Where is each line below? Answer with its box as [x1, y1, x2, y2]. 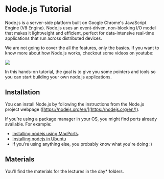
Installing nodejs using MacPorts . [12, 130, 79, 136]
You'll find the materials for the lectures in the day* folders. [5, 168, 124, 174]
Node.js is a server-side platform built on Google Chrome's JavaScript [5, 20, 147, 26]
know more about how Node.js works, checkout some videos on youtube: [5, 50, 154, 56]
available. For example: [5, 121, 52, 127]
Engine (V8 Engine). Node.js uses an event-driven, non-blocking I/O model [5, 25, 156, 30]
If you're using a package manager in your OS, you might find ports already [5, 116, 157, 122]
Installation [5, 88, 40, 97]
